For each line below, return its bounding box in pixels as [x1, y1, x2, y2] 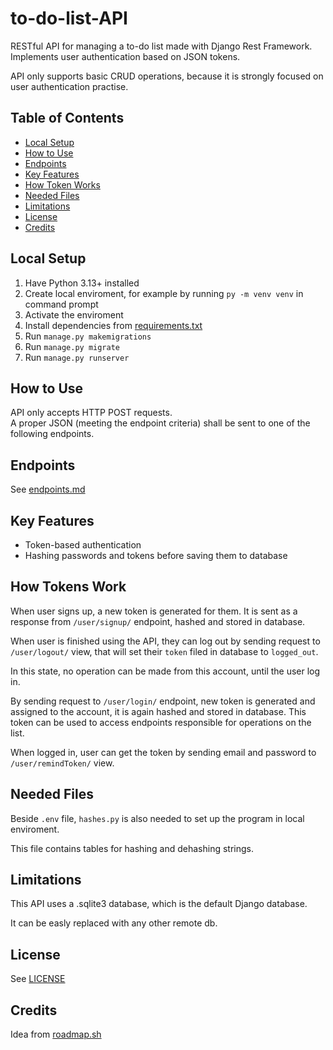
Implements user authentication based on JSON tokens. [10, 50, 241, 62]
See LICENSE [10, 973, 66, 985]
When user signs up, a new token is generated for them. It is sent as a [10, 605, 298, 617]
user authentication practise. [10, 80, 129, 92]
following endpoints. [10, 428, 95, 440]
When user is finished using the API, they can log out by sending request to [10, 635, 321, 647]
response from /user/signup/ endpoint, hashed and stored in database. [10, 615, 306, 627]
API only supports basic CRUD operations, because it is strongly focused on [10, 70, 324, 82]
